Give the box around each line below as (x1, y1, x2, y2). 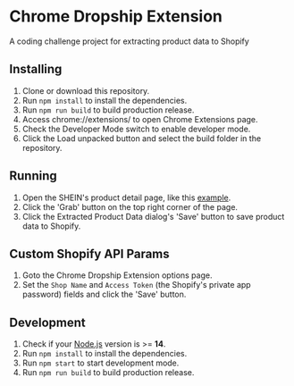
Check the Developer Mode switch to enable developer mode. (21, 123, 251, 134)
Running (9, 168, 58, 184)
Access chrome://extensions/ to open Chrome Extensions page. (21, 113, 258, 124)
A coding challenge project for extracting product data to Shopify (9, 36, 250, 46)
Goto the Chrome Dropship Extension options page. (21, 270, 213, 281)
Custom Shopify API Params (9, 246, 170, 261)
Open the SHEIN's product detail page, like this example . (21, 192, 231, 203)
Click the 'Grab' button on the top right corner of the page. (21, 201, 239, 212)
